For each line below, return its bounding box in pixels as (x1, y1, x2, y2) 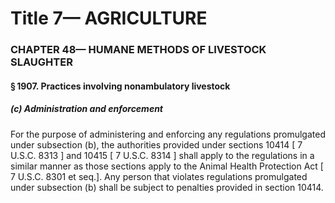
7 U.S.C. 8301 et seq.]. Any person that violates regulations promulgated (10, 170, 308, 182)
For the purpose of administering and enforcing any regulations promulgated (10, 128, 326, 140)
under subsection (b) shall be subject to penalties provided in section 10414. (10, 181, 324, 193)
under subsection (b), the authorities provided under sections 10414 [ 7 (10, 138, 303, 151)
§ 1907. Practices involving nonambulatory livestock (10, 80, 231, 92)
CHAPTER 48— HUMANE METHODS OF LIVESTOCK (10, 43, 267, 57)
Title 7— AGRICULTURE (10, 7, 208, 30)
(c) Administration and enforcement (10, 103, 164, 115)
